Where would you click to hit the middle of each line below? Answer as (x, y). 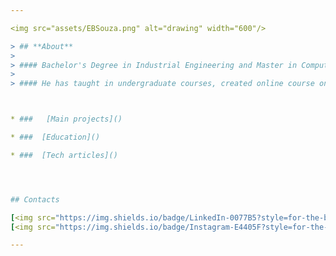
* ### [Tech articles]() (64, 155)
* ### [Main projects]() (66, 119)
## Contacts (35, 199)
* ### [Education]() (55, 137)
